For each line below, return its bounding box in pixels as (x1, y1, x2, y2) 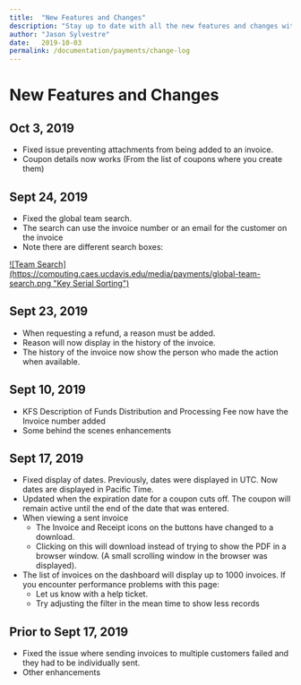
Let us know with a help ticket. (35, 588, 149, 600)
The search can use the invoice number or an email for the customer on (21, 222, 288, 233)
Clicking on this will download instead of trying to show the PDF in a (35, 541, 287, 552)
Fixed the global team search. (21, 212, 133, 224)
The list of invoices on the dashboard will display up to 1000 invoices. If (21, 569, 287, 580)
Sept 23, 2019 (9, 304, 88, 319)
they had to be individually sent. (21, 657, 141, 668)
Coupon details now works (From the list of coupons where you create (21, 154, 283, 165)
